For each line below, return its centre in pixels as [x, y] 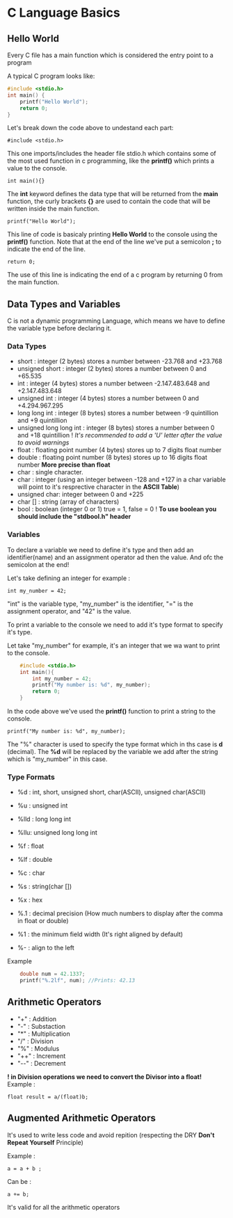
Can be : [19, 1181]
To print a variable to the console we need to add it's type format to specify [115, 625]
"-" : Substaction [41, 1026]
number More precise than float [64, 465]
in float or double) [43, 921]
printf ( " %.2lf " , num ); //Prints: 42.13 [78, 981]
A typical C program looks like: [51, 76]
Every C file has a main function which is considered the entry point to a [110, 55]
